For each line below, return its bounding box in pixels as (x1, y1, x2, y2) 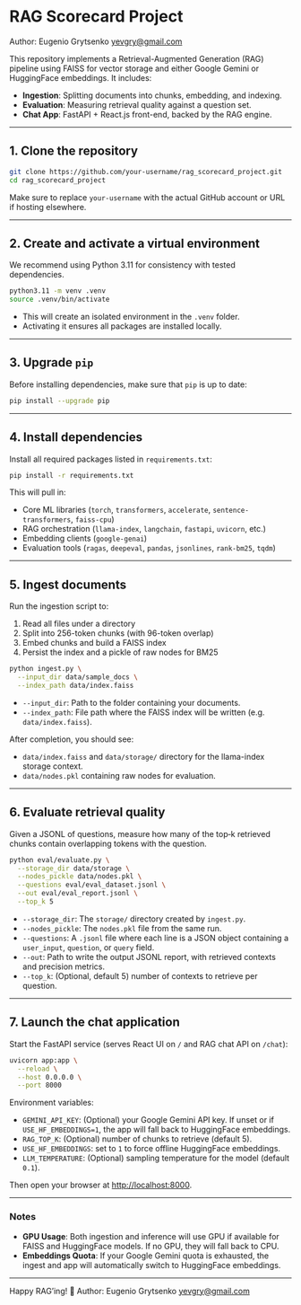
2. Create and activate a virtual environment (9, 235, 260, 251)
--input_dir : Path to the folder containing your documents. (21, 697, 241, 708)
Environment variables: (9, 1098, 94, 1108)
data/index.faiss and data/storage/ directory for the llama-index (21, 751, 265, 762)
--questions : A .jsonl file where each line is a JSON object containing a (21, 932, 289, 943)
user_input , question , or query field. (21, 941, 155, 953)
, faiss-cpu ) (70, 514, 115, 525)
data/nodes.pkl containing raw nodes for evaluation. (21, 770, 217, 780)
